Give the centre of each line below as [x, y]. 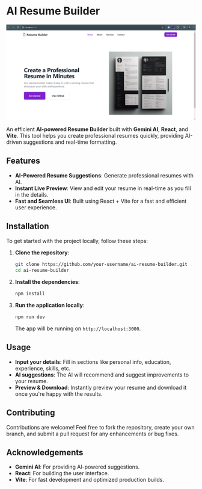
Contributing [31, 413]
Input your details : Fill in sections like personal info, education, [93, 361]
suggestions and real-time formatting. [70, 142]
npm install [30, 294]
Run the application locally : [50, 306]
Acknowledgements [45, 453]
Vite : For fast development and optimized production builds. [89, 480]
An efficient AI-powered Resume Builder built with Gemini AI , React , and [97, 129]
